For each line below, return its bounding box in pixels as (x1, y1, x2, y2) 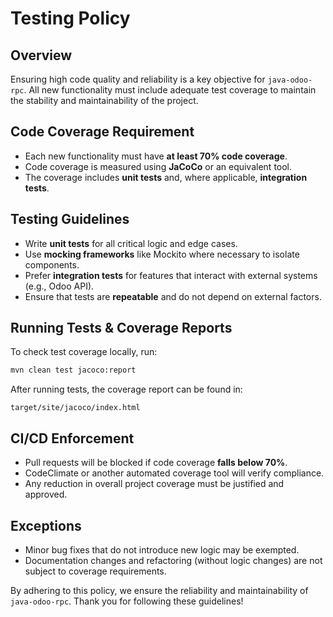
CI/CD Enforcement (10, 430, 135, 447)
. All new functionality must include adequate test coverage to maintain (23, 84, 317, 96)
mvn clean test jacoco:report (10, 365, 137, 376)
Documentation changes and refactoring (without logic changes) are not (24, 554, 323, 566)
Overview (10, 47, 73, 64)
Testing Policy (10, 7, 131, 30)
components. (24, 258, 80, 271)
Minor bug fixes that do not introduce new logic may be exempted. (24, 543, 300, 556)
